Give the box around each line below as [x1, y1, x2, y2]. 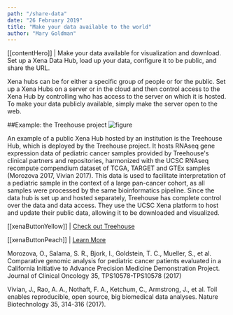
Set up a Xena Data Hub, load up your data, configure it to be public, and [7, 57, 217, 65]
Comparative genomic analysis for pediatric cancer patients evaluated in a [7, 257, 222, 265]
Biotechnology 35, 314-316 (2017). [7, 300, 106, 309]
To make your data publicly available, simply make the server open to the [7, 99, 218, 108]
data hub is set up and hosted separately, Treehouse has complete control [7, 194, 222, 202]
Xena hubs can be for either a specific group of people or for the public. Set [7, 78, 226, 86]
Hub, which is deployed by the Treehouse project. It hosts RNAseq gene [7, 141, 216, 150]
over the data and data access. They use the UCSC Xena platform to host [7, 201, 219, 210]
